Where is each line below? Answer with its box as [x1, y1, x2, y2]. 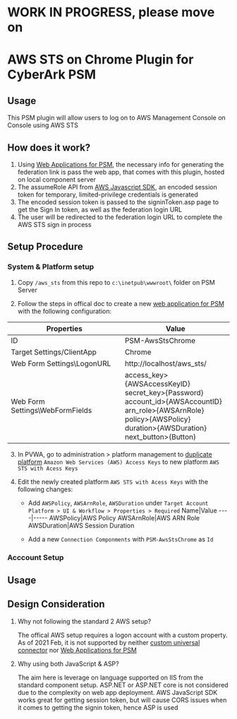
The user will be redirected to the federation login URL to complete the [17, 213, 223, 221]
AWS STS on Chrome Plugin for [7, 52, 194, 68]
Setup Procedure [7, 241, 83, 253]
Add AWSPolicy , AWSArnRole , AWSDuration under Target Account [28, 498, 209, 507]
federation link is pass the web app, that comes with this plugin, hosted [17, 168, 224, 176]
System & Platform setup [7, 262, 95, 272]
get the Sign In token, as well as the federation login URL [17, 206, 182, 214]
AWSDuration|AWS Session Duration [28, 521, 135, 530]
